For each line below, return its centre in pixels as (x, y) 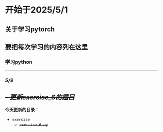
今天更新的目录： (22, 110)
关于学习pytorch (30, 29)
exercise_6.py (33, 125)
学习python (19, 62)
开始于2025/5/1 (36, 10)
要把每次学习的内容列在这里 (47, 47)
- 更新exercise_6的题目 (40, 97)
